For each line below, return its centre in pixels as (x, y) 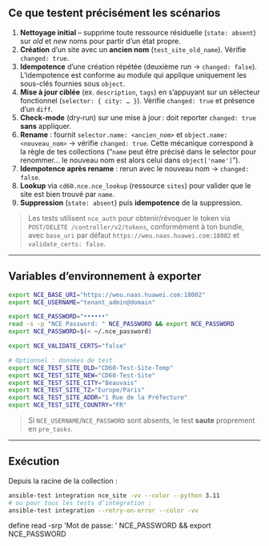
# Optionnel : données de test (60, 360)
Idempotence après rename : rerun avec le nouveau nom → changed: (134, 168)
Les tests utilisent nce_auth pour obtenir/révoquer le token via (129, 218)
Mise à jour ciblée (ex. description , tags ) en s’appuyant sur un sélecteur (140, 92)
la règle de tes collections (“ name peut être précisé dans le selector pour (138, 151)
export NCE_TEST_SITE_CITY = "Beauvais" (73, 383)
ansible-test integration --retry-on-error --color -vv (103, 510)
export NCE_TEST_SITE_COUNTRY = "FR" (68, 405)
